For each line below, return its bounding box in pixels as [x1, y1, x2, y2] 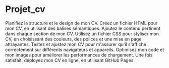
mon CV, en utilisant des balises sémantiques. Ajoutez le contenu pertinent [5, 25, 160, 31]
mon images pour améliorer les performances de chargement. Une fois [5, 51, 153, 58]
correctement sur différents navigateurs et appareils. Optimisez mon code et [5, 46, 164, 52]
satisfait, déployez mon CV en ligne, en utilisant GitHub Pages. [5, 57, 135, 63]
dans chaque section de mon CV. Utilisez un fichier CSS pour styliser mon [5, 30, 159, 36]
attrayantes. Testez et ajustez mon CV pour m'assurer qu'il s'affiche [5, 41, 146, 47]
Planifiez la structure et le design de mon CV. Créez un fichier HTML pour [5, 20, 158, 26]
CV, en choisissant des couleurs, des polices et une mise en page [5, 36, 142, 42]
